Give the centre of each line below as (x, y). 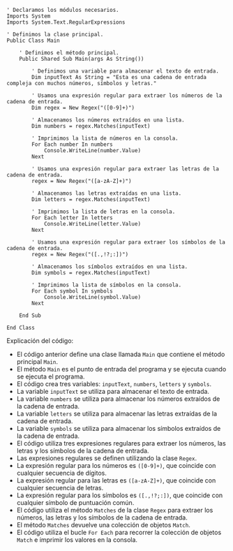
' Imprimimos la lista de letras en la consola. (104, 212)
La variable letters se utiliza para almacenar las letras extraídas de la (117, 413)
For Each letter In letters (72, 218)
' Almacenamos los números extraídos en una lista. (108, 120)
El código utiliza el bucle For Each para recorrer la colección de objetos (119, 532)
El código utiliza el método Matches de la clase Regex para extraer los (115, 510)
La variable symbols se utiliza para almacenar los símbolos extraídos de (119, 428)
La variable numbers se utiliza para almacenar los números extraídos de (118, 399)
